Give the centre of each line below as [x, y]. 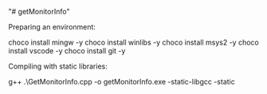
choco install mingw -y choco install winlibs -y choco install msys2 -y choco [133, 42]
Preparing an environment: [52, 27]
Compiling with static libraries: [58, 66]
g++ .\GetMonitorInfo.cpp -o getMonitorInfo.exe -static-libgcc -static [122, 82]
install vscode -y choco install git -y [67, 51]
